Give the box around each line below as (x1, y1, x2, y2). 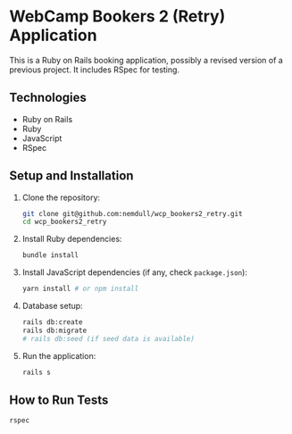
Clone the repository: (21, 192, 101, 203)
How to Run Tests (9, 392, 109, 407)
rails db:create (21, 318, 83, 327)
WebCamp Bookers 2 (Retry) (9, 6, 226, 27)
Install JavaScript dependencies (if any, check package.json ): (21, 267, 248, 278)
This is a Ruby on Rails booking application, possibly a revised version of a (9, 54, 283, 65)
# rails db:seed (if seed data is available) (21, 334, 195, 343)
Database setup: (21, 301, 83, 312)
